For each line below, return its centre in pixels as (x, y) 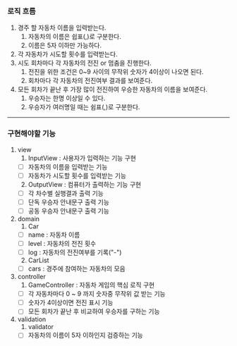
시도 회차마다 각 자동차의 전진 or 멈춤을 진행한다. (84, 63)
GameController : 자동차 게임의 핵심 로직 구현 (91, 285)
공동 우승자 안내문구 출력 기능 (68, 211)
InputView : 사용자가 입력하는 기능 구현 (82, 158)
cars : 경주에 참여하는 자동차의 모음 (77, 268)
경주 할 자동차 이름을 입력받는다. (62, 28)
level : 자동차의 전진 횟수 (62, 243)
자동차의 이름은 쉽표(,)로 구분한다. (75, 37)
